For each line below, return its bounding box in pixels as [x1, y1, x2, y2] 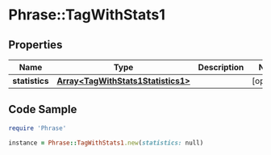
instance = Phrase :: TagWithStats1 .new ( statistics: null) [8, 139, 204, 147]
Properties [8, 38, 63, 52]
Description [198, 62, 244, 73]
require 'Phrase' [8, 124, 67, 132]
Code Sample [8, 103, 77, 116]
